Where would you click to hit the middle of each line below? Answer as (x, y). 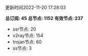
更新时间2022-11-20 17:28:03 (36, 7)
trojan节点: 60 (27, 42)
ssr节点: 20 (24, 29)
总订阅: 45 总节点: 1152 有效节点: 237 (44, 18)
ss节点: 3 (22, 48)
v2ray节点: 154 (28, 35)
